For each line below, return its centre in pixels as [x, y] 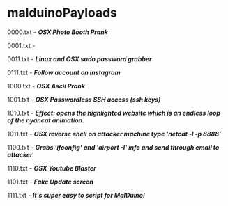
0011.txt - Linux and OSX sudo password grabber [79, 59]
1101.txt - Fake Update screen [51, 182]
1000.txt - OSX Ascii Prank [46, 86]
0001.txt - [21, 45]
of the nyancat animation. [46, 120]
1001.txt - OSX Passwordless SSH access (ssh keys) [84, 100]
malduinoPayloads [62, 13]
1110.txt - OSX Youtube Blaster [52, 168]
